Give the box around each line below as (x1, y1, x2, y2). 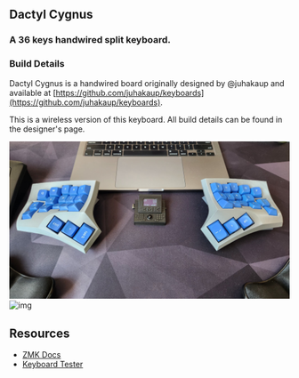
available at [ (9, 87, 56, 98)
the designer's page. (9, 124, 85, 134)
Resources (9, 326, 70, 341)
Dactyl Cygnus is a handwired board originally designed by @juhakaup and (9, 77, 285, 88)
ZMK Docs (21, 349, 61, 359)
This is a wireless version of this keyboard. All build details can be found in (9, 114, 283, 125)
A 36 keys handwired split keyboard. (9, 34, 172, 46)
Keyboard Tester (21, 358, 84, 369)
